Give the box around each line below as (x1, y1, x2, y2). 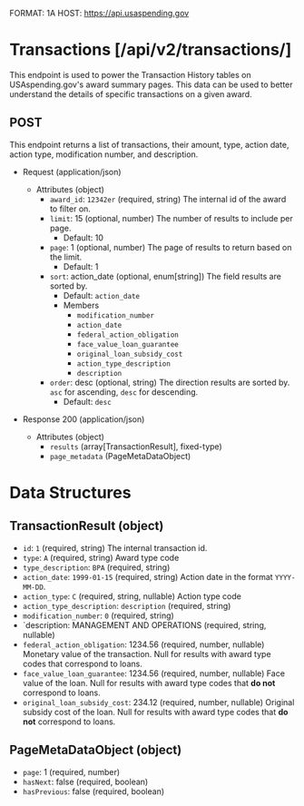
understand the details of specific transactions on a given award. (9, 88, 252, 99)
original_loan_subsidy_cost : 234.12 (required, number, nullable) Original (22, 696, 295, 707)
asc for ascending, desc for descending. (49, 386, 199, 398)
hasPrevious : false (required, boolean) (22, 785, 165, 797)
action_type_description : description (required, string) (22, 600, 231, 611)
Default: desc (63, 396, 112, 407)
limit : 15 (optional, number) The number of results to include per (49, 212, 293, 223)
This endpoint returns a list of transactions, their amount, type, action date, (9, 139, 289, 150)
